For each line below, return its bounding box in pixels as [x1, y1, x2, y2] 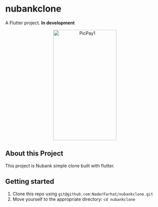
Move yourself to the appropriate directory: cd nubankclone [12, 196, 135, 202]
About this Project [5, 149, 64, 158]
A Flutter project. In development [5, 20, 75, 26]
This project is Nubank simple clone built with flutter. [5, 163, 115, 169]
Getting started [5, 177, 55, 186]
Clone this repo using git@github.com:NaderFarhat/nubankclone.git [12, 190, 153, 197]
